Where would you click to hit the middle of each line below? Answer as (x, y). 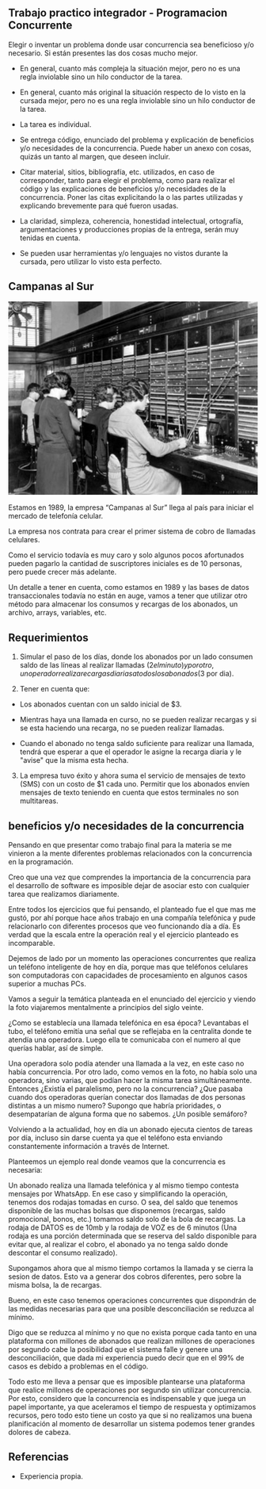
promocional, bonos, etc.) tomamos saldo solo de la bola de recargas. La (127, 1219)
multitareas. (39, 801)
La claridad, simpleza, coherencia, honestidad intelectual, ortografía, (131, 220)
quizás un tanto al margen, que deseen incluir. (95, 156)
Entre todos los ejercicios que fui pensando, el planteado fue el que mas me (132, 909)
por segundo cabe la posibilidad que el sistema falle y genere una (116, 1349)
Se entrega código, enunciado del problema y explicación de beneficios (137, 140)
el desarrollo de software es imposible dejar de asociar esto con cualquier (129, 886)
